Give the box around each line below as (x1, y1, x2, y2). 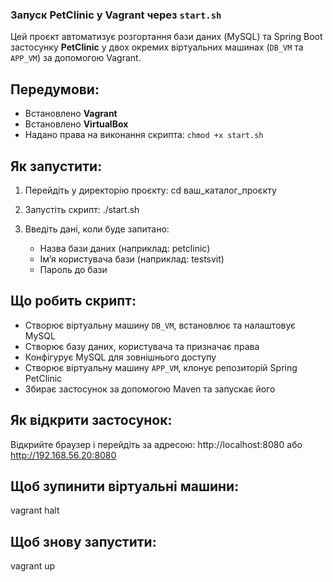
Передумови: (10, 81, 100, 98)
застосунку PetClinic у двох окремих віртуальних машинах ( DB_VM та (10, 41, 304, 53)
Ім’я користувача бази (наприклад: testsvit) (39, 253, 225, 265)
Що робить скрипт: (10, 293, 137, 310)
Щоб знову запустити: (10, 533, 157, 550)
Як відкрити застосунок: (10, 412, 173, 429)
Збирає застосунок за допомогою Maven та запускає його (24, 383, 276, 395)
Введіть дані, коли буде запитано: (24, 223, 170, 235)
